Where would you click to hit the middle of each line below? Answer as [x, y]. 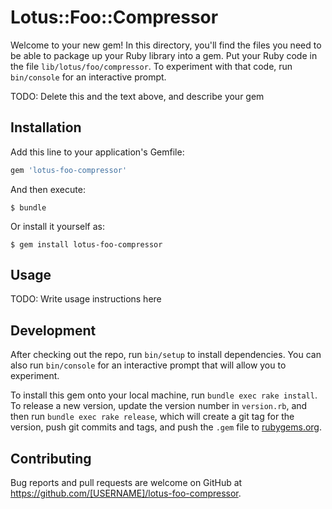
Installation [46, 127]
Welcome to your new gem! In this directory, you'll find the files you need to [166, 45]
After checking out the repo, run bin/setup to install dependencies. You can [166, 355]
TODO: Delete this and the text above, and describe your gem [137, 96]
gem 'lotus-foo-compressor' [69, 170]
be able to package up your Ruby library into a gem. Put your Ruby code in [164, 55]
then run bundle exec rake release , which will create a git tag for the [152, 417]
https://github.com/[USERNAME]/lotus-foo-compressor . [126, 493]
